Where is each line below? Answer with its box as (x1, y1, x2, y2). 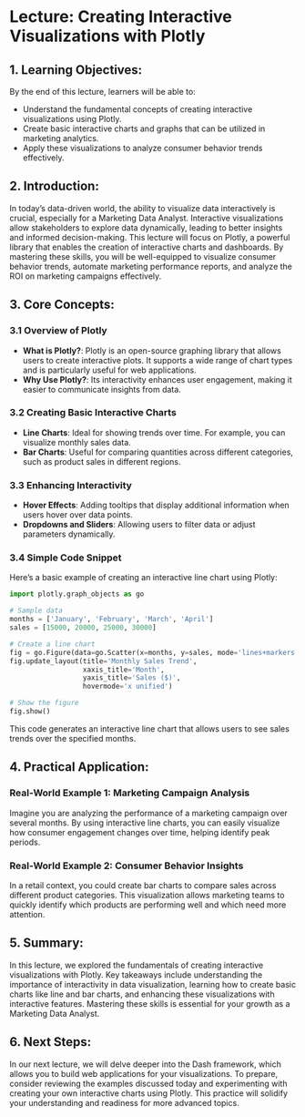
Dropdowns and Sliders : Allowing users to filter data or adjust (22, 519, 257, 530)
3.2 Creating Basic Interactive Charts (9, 406, 178, 419)
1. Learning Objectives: (9, 62, 143, 77)
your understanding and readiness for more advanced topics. (9, 1097, 239, 1108)
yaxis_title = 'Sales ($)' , (82, 673, 181, 682)
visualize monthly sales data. (22, 436, 132, 447)
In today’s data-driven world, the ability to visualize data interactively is (9, 202, 276, 213)
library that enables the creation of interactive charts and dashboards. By (9, 241, 284, 252)
